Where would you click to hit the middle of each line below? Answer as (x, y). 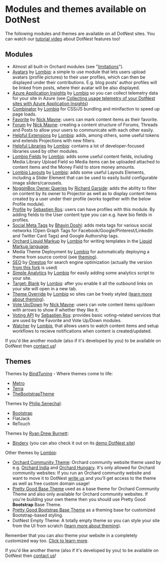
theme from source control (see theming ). (55, 257)
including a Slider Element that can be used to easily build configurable (85, 177)
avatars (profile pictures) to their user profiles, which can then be (79, 77)
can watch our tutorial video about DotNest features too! (63, 39)
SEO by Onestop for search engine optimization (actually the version (82, 262)
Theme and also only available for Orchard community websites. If (80, 494)
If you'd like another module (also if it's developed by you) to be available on (83, 340)
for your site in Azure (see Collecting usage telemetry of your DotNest (83, 98)
